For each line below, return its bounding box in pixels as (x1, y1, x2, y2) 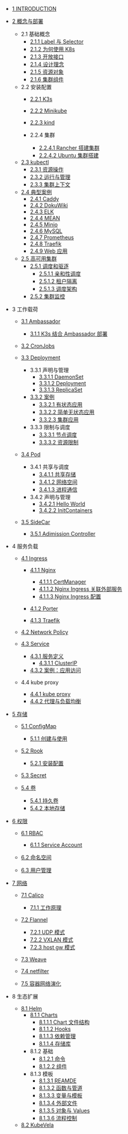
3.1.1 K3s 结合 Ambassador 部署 (29, 330, 108, 337)
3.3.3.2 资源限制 (38, 438, 79, 446)
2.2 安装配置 (20, 83, 52, 90)
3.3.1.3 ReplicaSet (38, 386, 83, 393)
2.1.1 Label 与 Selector (29, 38, 84, 45)
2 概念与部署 (11, 18, 44, 25)
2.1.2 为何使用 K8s (29, 45, 75, 53)
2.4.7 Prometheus (29, 234, 74, 241)
